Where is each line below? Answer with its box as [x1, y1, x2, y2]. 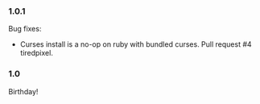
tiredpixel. [19, 48, 54, 58]
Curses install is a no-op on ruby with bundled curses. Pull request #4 [19, 40, 252, 49]
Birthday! [8, 86, 39, 96]
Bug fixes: [8, 24, 42, 34]
